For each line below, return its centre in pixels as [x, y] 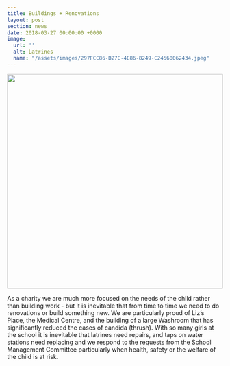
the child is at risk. [33, 356]
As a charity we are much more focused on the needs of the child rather [109, 298]
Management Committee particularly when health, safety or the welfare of [112, 349]
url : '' [24, 45]
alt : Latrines [33, 52]
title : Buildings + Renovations [53, 13]
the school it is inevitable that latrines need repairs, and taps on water [105, 334]
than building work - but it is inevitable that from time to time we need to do [113, 306]
